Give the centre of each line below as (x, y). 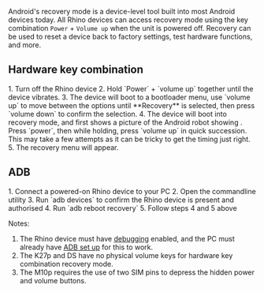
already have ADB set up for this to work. (86, 247)
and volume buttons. (53, 280)
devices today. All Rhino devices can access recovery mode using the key (128, 20)
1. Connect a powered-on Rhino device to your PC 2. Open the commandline (132, 191)
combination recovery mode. (66, 264)
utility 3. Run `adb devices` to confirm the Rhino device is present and (121, 200)
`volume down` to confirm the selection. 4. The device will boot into (117, 114)
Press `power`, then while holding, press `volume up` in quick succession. (128, 130)
